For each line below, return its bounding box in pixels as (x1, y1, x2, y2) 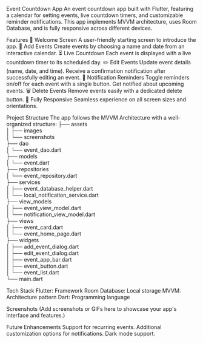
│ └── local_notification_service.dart (6, 191, 99, 199)
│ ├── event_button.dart (6, 262, 68, 270)
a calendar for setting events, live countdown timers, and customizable (6, 12, 184, 19)
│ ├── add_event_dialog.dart (6, 243, 79, 250)
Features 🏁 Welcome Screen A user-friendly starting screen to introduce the (6, 36, 196, 43)
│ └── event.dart (6, 159, 50, 166)
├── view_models (6, 198, 52, 205)
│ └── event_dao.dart (6, 146, 62, 154)
